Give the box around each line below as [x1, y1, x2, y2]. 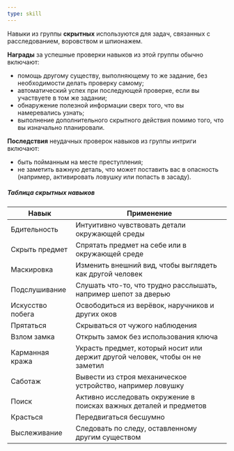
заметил [75, 360, 104, 370]
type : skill [7, 10, 42, 17]
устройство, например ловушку [75, 380, 185, 390]
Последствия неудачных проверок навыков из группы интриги [7, 137, 196, 145]
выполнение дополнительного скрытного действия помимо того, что [17, 116, 224, 124]
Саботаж [10, 376, 42, 386]
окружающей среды [75, 228, 145, 238]
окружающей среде [75, 249, 144, 258]
